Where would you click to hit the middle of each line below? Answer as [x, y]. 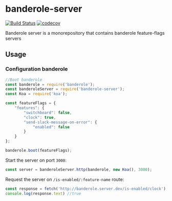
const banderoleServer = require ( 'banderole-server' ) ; [65, 89]
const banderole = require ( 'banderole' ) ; [50, 84]
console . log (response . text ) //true [43, 193]
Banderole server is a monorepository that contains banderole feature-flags [85, 33]
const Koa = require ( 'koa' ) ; [36, 94]
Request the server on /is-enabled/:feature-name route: [65, 179]
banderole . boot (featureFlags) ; [39, 150]
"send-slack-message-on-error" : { [60, 122]
